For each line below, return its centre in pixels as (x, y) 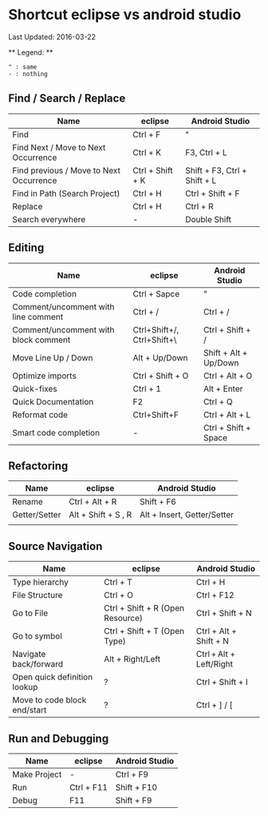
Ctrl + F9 (132, 774)
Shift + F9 (134, 800)
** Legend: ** (31, 52)
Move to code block (49, 700)
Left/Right (215, 664)
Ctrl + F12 (215, 595)
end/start (30, 711)
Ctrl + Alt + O (228, 376)
